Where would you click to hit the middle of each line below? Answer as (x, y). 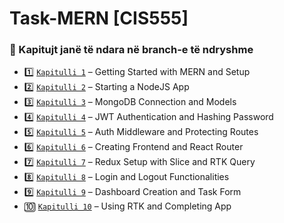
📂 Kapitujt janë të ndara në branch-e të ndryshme (131, 50)
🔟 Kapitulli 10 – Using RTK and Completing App (127, 206)
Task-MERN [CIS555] (99, 18)
